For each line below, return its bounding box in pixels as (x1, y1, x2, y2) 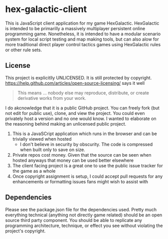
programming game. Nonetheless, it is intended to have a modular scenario (5, 31, 161, 37)
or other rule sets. (5, 47, 42, 53)
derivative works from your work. (17, 95, 86, 101)
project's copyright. (5, 227, 46, 234)
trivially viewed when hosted (12, 136, 72, 142)
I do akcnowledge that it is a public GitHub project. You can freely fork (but (5, 104, 159, 111)
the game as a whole (12, 168, 56, 174)
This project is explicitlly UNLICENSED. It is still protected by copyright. (5, 74, 152, 81)
